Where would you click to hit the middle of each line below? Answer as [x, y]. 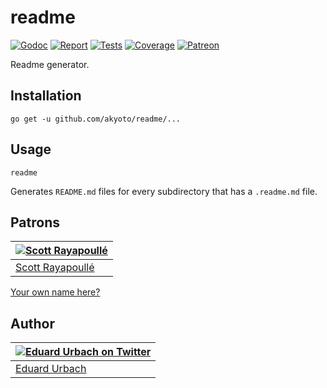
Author [32, 323]
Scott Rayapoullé [55, 268]
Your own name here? [55, 292]
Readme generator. [50, 64]
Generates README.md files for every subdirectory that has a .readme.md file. [164, 191]
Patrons [35, 222]
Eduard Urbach [51, 369]
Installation [46, 96]
